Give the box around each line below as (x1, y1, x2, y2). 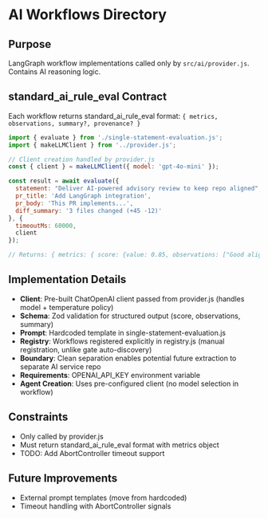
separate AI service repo (19, 361, 101, 372)
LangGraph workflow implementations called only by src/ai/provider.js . (8, 58, 250, 68)
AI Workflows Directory (8, 6, 167, 24)
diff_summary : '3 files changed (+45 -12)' (15, 206, 162, 214)
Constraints (8, 411, 69, 424)
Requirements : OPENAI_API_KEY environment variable (19, 370, 201, 379)
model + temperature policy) (19, 302, 114, 312)
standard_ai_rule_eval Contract (8, 90, 167, 104)
